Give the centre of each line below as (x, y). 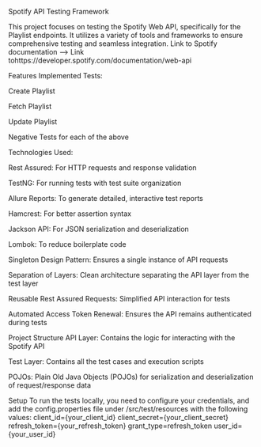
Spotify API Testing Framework (59, 11)
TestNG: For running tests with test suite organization (95, 183)
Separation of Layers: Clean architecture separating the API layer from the (129, 275)
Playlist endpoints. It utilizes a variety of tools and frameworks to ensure (126, 35)
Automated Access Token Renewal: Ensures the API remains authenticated (130, 314)
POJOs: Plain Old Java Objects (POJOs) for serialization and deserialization (131, 377)
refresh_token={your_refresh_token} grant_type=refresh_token (110, 426)
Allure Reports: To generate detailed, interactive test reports (106, 198)
